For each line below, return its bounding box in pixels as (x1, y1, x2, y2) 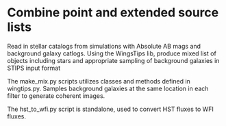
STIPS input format (7, 64, 60, 72)
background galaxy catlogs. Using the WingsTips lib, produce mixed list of (7, 49, 217, 58)
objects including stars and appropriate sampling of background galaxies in (7, 56, 220, 64)
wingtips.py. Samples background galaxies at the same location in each (7, 84, 209, 92)
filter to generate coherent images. (7, 91, 105, 100)
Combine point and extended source (7, 5, 219, 21)
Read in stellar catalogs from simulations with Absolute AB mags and (7, 42, 201, 50)
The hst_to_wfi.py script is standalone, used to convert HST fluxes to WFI (7, 105, 214, 113)
